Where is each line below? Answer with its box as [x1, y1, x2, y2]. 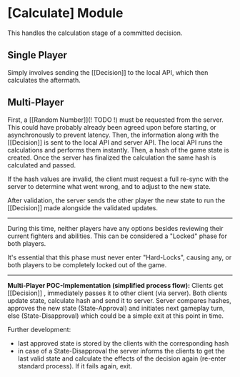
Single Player [7, 49, 68, 61]
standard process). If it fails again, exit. [17, 361, 133, 370]
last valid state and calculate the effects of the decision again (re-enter [17, 354, 226, 363]
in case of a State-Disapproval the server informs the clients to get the [17, 346, 225, 355]
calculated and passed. [7, 160, 76, 169]
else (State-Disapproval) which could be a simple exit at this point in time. [7, 311, 224, 320]
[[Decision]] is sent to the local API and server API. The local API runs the [7, 138, 223, 147]
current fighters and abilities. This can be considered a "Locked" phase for [7, 232, 227, 240]
